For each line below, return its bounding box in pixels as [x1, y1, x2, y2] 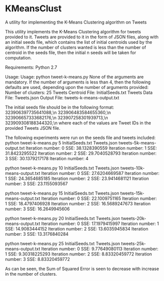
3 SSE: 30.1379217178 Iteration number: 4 [5, 155, 89, 161]
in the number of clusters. [5, 271, 57, 277]
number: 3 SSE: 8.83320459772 [5, 256, 70, 262]
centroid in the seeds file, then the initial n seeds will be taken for [5, 50, 136, 56]
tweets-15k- [120, 190, 144, 196]
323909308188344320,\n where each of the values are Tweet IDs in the [5, 120, 151, 126]
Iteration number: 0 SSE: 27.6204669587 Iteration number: [41, 170, 160, 176]
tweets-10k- [120, 165, 145, 171]
